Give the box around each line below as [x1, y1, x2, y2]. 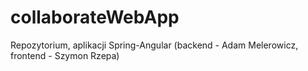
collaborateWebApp [10, 6, 180, 29]
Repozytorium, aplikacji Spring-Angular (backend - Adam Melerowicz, [10, 39, 299, 51]
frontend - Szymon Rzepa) [10, 49, 120, 61]
